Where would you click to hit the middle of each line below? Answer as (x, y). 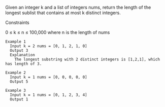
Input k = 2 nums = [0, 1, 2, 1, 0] (48, 46)
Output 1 (19, 99)
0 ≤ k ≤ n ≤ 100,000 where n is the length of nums (58, 32)
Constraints (17, 23)
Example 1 (16, 42)
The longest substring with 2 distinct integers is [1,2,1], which (87, 59)
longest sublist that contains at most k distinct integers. (63, 13)
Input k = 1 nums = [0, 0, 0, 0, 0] (48, 77)
